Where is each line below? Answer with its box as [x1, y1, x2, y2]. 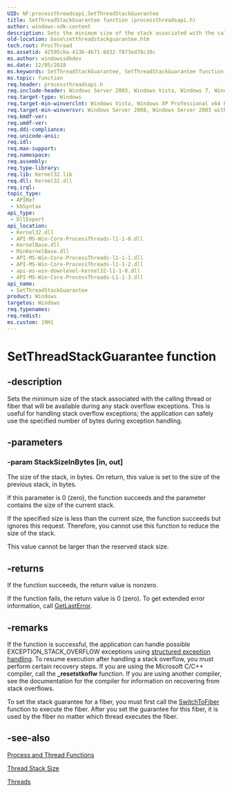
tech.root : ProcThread [7, 42, 72, 49]
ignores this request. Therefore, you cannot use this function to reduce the [7, 522, 220, 530]
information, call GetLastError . [7, 602, 93, 610]
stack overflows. [7, 684, 55, 692]
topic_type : [7, 190, 41, 197]
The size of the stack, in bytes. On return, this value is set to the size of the [7, 473, 220, 481]
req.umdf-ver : [7, 119, 48, 127]
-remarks [7, 622, 48, 634]
